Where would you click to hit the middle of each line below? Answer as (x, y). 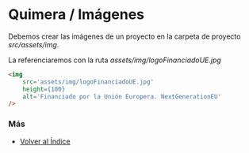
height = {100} (44, 89)
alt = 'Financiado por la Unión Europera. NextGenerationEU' (122, 96)
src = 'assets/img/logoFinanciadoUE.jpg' (88, 82)
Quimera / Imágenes (77, 15)
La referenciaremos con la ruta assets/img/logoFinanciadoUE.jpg (115, 60)
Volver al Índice (45, 141)
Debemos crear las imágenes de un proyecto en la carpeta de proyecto (125, 36)
